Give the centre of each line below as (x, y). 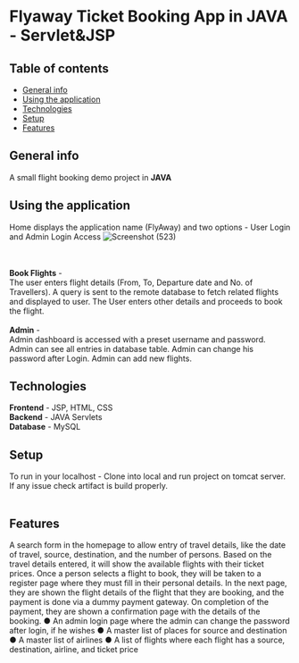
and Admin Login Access (55, 236)
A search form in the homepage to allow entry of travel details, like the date (148, 545)
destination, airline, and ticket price (74, 650)
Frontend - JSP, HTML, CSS (61, 407)
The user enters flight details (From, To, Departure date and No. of (131, 282)
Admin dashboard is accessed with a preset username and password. (137, 339)
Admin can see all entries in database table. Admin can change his (132, 348)
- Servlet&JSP (62, 35)
